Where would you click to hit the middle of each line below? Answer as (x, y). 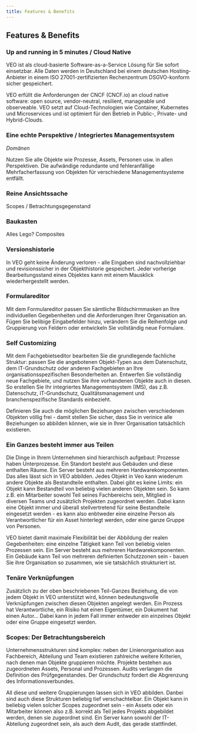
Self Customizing (31, 343)
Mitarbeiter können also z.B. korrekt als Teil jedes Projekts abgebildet (90, 711)
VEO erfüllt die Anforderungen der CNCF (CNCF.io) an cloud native (87, 95)
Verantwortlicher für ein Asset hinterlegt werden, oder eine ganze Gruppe (95, 520)
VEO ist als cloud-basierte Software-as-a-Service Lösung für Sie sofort (93, 65)
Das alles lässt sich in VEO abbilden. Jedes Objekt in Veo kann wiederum (94, 476)
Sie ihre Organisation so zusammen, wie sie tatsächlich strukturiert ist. (91, 563)
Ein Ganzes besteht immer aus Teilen (60, 445)
